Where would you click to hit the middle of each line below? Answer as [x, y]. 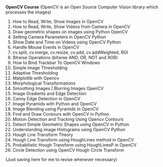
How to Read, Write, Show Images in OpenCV [58, 22]
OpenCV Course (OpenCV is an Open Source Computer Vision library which [82, 7]
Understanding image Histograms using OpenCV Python [69, 129]
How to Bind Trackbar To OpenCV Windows [56, 63]
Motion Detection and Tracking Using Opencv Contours [68, 119]
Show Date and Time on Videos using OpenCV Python [67, 42]
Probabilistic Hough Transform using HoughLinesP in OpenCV [74, 145]
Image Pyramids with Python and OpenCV [55, 104]
